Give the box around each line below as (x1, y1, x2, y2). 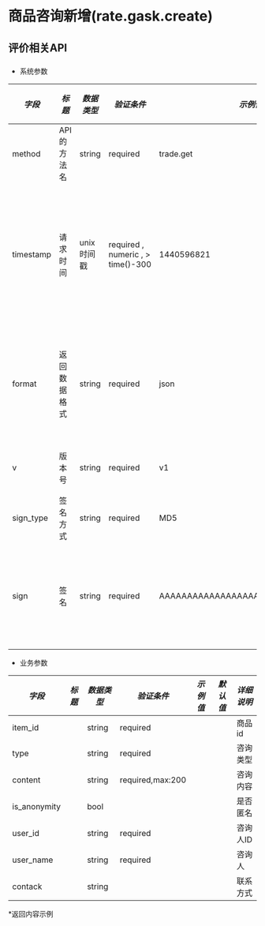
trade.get (159, 148, 193, 159)
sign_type (12, 512, 49, 523)
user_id (12, 827, 39, 838)
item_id (12, 722, 39, 733)
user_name (12, 854, 54, 865)
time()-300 (108, 258, 152, 269)
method (12, 148, 41, 159)
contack (12, 881, 43, 892)
